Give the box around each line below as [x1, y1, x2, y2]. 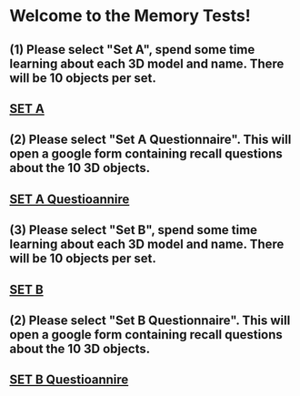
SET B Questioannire [9, 372, 129, 388]
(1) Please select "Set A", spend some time [9, 42, 255, 57]
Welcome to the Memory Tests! [9, 5, 252, 26]
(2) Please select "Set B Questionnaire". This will [9, 312, 291, 328]
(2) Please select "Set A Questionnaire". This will [9, 132, 292, 147]
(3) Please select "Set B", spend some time [9, 222, 257, 238]
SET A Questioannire [9, 191, 130, 207]
